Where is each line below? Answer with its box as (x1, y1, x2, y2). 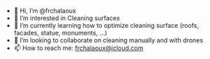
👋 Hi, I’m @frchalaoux (13, 7, 77, 15)
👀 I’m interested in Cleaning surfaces (13, 14, 120, 22)
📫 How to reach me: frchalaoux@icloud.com (13, 44, 144, 52)
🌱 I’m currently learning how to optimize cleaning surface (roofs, (13, 22, 199, 29)
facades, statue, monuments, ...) (13, 28, 107, 37)
